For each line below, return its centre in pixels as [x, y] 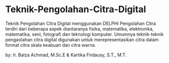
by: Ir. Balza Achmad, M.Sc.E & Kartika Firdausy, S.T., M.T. [66, 55]
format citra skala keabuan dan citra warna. [51, 45]
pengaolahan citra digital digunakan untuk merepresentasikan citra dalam [82, 40]
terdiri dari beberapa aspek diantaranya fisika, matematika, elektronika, [79, 28]
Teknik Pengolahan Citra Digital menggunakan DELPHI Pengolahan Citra [81, 23]
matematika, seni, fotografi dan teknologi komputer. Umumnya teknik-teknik [84, 34]
